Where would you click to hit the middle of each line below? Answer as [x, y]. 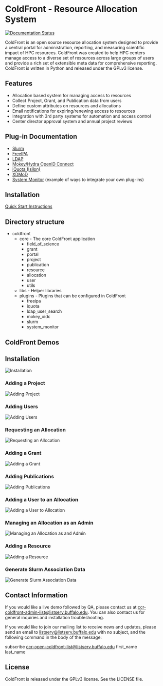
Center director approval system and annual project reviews [72, 121]
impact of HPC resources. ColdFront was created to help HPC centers [75, 53]
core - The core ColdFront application [57, 239]
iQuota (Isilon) [26, 169]
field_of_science [43, 244]
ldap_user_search [44, 311]
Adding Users [21, 406]
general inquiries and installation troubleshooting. [54, 617]
